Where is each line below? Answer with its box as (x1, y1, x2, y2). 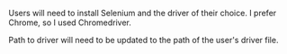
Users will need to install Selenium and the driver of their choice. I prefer (8, 8, 277, 18)
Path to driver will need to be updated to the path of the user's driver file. (8, 35, 279, 45)
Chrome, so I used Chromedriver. (8, 17, 132, 28)
